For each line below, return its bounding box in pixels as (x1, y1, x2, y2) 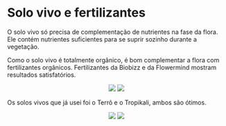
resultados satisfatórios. (7, 71, 76, 79)
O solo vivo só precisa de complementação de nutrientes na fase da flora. (7, 28, 218, 36)
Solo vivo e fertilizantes (7, 5, 146, 21)
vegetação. (7, 42, 40, 51)
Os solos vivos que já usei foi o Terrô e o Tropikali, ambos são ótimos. (7, 98, 207, 107)
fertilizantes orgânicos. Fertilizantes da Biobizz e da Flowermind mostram (7, 63, 217, 71)
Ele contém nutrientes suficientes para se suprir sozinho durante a (7, 35, 198, 43)
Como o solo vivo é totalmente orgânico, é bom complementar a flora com (7, 55, 220, 64)
